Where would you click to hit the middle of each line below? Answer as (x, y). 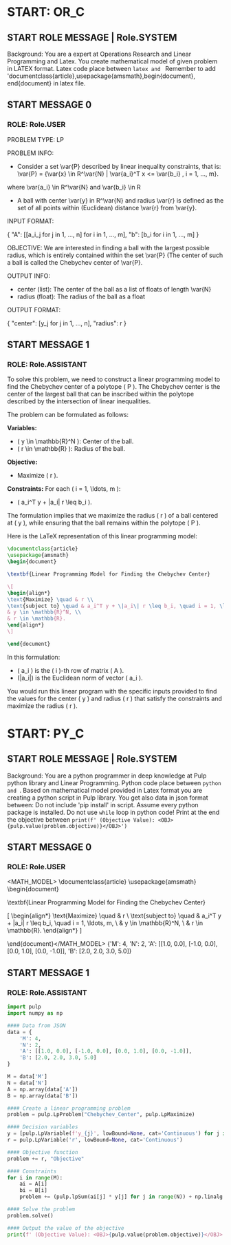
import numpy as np (35, 1013)
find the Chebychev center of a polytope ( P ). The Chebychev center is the (114, 387)
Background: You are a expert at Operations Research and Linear (99, 54)
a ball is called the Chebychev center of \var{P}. (75, 262)
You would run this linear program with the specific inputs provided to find (112, 691)
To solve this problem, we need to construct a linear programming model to (114, 379)
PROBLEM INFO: (31, 153)
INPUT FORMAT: (31, 221)
